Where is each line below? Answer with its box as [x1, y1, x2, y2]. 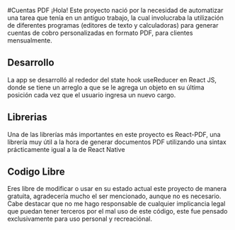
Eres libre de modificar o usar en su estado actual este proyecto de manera [7, 185, 227, 193]
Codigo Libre [7, 166, 65, 178]
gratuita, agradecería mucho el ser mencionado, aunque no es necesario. [7, 192, 222, 201]
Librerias [7, 111, 47, 124]
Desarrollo [7, 57, 55, 69]
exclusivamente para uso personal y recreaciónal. [7, 214, 152, 223]
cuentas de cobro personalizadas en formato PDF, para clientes [7, 28, 193, 37]
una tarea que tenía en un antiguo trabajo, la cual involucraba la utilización [7, 13, 224, 22]
